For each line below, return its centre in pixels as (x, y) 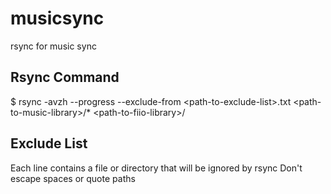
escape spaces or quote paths (73, 178)
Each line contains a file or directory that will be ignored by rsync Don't (156, 168)
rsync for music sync (53, 46)
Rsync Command (65, 77)
